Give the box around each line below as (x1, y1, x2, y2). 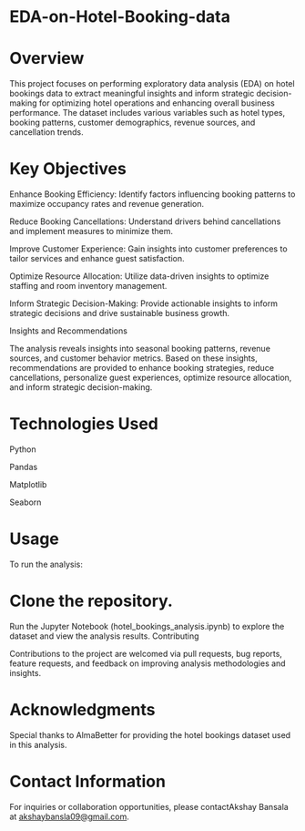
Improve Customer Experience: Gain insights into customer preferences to (9, 243, 289, 254)
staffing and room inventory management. (9, 281, 168, 292)
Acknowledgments (9, 700, 157, 721)
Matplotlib (9, 479, 47, 489)
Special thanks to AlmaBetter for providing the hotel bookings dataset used (9, 729, 291, 740)
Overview (9, 48, 85, 69)
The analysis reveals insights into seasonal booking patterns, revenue (9, 344, 271, 354)
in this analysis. (9, 739, 67, 750)
